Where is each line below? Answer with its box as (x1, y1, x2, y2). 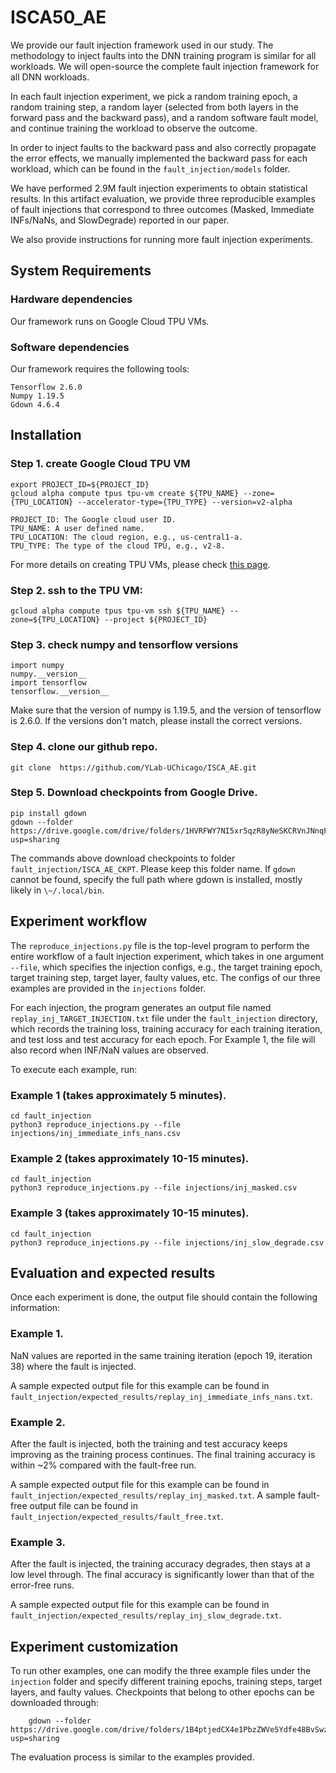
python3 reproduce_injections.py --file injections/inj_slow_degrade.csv (10, 1237, 325, 1248)
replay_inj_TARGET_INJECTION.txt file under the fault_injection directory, (10, 1012, 318, 1024)
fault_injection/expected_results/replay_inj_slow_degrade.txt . (10, 1609, 282, 1621)
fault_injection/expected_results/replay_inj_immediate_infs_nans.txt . (10, 1390, 313, 1402)
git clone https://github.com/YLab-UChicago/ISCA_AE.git (10, 762, 257, 773)
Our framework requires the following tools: (10, 362, 190, 375)
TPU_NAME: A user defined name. (10, 523, 145, 533)
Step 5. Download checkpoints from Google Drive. (10, 786, 258, 800)
